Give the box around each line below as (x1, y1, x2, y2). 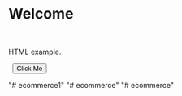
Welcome (8, 5, 74, 23)
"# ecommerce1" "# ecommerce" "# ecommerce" (8, 80, 175, 90)
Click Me (15, 64, 43, 73)
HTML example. (8, 47, 62, 56)
